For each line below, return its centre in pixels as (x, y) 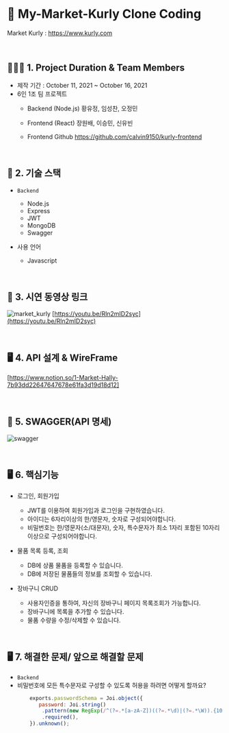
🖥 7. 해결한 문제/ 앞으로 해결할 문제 (75, 657)
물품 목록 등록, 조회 (42, 551)
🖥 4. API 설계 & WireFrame (63, 358)
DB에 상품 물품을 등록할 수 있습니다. (75, 565)
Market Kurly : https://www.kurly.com (60, 33)
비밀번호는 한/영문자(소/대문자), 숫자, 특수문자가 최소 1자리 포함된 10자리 (123, 527)
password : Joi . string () (72, 705)
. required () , (60, 717)
